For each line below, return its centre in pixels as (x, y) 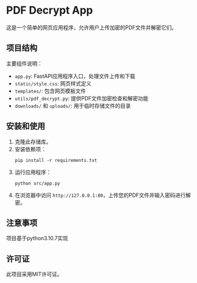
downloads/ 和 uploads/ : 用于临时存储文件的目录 (73, 106)
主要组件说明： (24, 63)
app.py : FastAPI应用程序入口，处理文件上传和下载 (75, 76)
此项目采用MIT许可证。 (34, 274)
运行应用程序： (33, 172)
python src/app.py (37, 183)
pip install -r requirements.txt (56, 160)
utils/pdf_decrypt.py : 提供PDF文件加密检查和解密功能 (82, 98)
